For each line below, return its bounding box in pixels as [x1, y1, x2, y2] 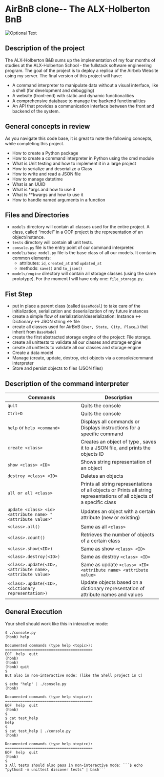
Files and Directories [5, 211, 69, 219]
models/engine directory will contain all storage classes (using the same [12, 270, 156, 277]
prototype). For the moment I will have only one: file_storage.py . [12, 276, 144, 282]
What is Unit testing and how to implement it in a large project [12, 160, 136, 166]
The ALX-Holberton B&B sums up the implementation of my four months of [5, 57, 156, 63]
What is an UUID [12, 181, 45, 187]
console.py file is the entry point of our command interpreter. [12, 244, 135, 250]
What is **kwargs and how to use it [12, 192, 83, 198]
